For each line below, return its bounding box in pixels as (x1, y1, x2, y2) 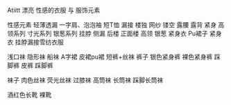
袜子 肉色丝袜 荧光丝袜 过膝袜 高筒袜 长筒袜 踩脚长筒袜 (7, 76, 164, 84)
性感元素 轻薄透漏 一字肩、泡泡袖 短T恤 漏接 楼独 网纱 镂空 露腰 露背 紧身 (7, 21, 217, 29)
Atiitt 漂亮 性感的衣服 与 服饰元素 (7, 6, 101, 14)
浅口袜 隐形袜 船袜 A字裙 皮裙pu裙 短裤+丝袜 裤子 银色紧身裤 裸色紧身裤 (7, 52, 213, 61)
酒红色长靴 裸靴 (7, 90, 52, 99)
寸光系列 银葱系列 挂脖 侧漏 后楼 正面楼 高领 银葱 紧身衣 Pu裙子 (26, 30, 208, 37)
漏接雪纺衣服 (26, 38, 64, 46)
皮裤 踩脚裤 (20, 61, 53, 69)
